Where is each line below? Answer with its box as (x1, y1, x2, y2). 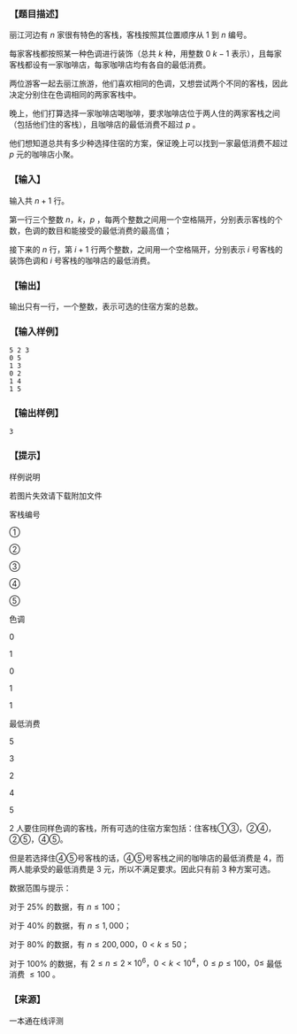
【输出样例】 (9, 407, 65, 420)
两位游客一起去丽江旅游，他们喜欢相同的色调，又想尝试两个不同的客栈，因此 (9, 78, 288, 89)
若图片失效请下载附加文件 (9, 490, 103, 501)
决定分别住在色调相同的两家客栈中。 (9, 89, 141, 100)
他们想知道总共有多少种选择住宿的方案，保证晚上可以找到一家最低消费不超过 (9, 138, 288, 149)
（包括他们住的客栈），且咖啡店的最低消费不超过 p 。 (9, 120, 201, 130)
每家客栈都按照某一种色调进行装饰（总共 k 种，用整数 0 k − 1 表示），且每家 (9, 49, 282, 59)
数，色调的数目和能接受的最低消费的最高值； (9, 225, 172, 235)
